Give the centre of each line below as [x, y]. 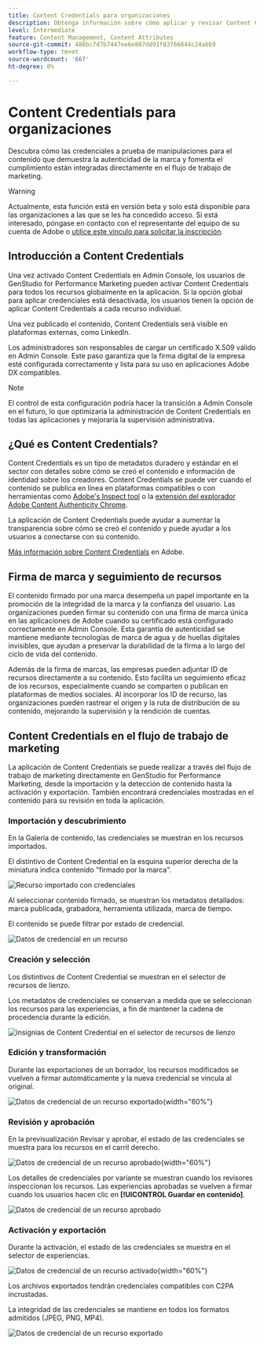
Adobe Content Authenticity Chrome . [68, 505]
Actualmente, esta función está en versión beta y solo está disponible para [129, 206]
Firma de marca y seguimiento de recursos [115, 577]
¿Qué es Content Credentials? [83, 444]
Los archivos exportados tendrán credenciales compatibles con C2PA [121, 1286]
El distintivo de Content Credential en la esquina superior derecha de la [123, 862]
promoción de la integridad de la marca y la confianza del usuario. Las [122, 604]
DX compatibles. [35, 372]
